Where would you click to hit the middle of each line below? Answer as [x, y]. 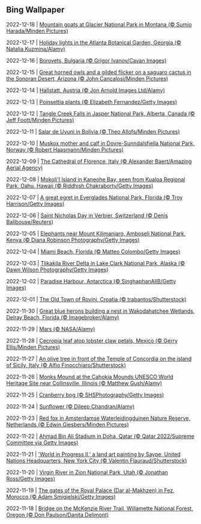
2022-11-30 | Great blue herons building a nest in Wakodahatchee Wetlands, [100, 311]
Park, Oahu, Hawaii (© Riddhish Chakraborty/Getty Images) [80, 185]
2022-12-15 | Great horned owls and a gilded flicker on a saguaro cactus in [99, 72]
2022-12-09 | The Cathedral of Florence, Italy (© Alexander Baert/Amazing [99, 161]
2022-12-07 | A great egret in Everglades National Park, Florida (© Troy [94, 197]
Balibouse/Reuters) [30, 221]
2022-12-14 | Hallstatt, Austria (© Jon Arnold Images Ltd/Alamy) [85, 90]
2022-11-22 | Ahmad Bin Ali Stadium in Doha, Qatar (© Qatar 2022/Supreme [100, 436]
